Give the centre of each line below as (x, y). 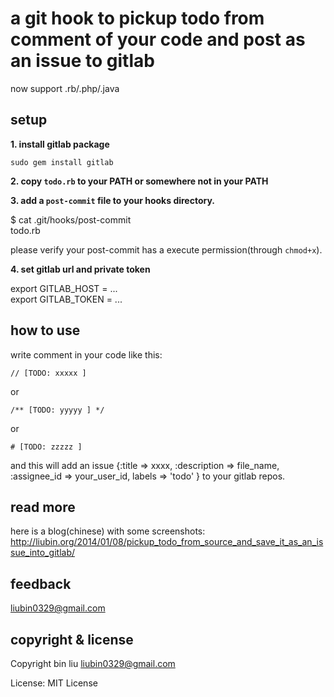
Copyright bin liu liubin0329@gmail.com (93, 663)
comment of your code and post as (158, 39)
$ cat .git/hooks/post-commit (71, 219)
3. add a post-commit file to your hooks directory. (113, 200)
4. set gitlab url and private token (80, 269)
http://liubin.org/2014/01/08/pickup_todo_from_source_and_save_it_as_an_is (167, 542)
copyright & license (72, 639)
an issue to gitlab (82, 61)
